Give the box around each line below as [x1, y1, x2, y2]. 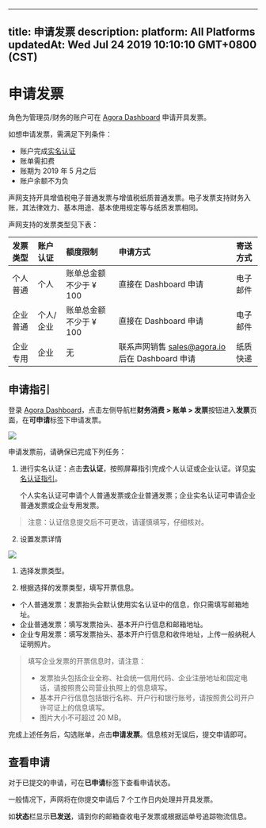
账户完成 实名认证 [19, 146, 76, 156]
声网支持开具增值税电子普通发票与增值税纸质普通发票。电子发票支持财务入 [8, 193, 251, 202]
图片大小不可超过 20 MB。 [39, 713, 126, 722]
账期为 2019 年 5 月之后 [19, 166, 97, 175]
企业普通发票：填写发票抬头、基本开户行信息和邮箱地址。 [19, 620, 207, 630]
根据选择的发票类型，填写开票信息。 [19, 583, 139, 592]
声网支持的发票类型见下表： [8, 220, 99, 229]
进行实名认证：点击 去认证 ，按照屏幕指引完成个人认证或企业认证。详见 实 [19, 464, 256, 473]
